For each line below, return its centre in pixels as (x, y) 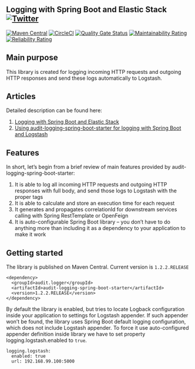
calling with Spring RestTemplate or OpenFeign (71, 216)
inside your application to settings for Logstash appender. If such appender (97, 316)
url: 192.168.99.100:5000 (43, 361)
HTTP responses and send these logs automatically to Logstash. (84, 78)
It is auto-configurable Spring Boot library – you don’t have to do (92, 222)
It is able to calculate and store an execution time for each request (95, 203)
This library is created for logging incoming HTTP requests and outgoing (94, 72)
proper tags (29, 197)
